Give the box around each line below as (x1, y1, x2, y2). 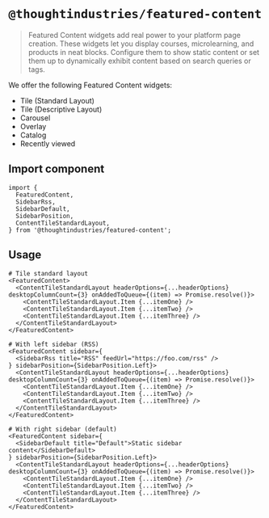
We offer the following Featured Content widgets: (8, 80, 172, 90)
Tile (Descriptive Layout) (19, 104, 103, 114)
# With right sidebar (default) (8, 425, 117, 433)
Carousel (19, 112, 51, 123)
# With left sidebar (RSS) (8, 340, 99, 348)
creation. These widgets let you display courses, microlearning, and (27, 39, 254, 48)
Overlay (19, 121, 47, 131)
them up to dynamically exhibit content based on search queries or (27, 56, 252, 65)
